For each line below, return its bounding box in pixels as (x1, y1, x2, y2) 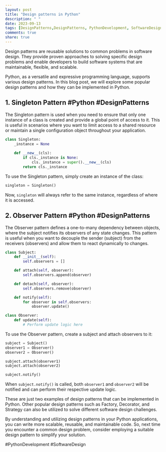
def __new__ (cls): (14, 151, 52, 156)
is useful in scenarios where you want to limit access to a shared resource (5, 122, 156, 128)
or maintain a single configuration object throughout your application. (5, 127, 146, 133)
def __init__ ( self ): (14, 254, 56, 259)
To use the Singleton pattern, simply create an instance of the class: (5, 173, 144, 179)
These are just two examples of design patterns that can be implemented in (5, 396, 159, 402)
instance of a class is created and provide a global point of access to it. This (5, 117, 160, 123)
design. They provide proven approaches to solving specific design (5, 53, 142, 59)
